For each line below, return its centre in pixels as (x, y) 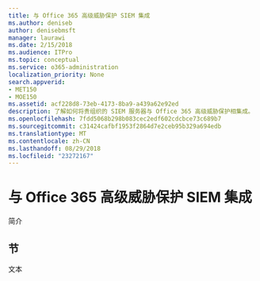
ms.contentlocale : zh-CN (49, 141)
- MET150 (23, 89)
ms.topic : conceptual (44, 60)
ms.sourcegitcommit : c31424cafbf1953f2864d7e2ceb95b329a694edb (115, 126)
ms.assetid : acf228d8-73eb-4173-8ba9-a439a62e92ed (94, 104)
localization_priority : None (56, 75)
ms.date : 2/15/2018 (40, 45)
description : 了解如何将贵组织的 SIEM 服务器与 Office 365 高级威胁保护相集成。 (131, 112)
